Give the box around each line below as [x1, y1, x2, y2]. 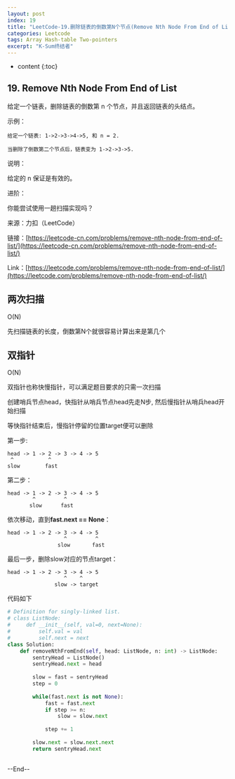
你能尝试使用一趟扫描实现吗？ [7, 204, 93, 212]
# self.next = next [7, 634, 90, 641]
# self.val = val [7, 628, 83, 635]
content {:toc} [17, 62, 58, 70]
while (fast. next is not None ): [32, 693, 124, 700]
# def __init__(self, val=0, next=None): [7, 622, 142, 629]
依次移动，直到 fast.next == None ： [7, 515, 111, 524]
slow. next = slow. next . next [32, 738, 114, 746]
